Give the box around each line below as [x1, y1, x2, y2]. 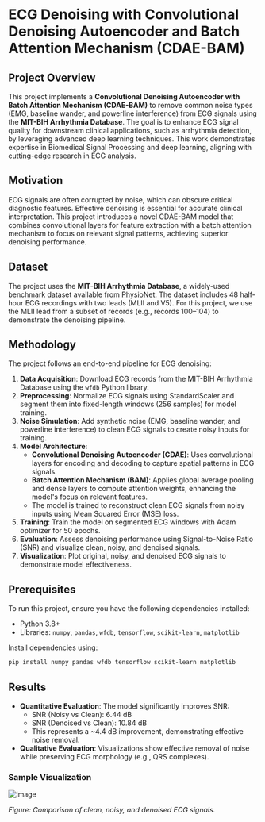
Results [8, 680, 47, 693]
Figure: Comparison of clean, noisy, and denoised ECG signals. [8, 805, 216, 815]
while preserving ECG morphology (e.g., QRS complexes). [19, 751, 209, 761]
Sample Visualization [8, 771, 92, 782]
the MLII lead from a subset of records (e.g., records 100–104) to [8, 306, 220, 316]
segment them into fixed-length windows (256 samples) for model [19, 399, 236, 409]
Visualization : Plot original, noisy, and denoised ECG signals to [19, 551, 226, 561]
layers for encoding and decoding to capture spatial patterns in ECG [31, 459, 255, 468]
